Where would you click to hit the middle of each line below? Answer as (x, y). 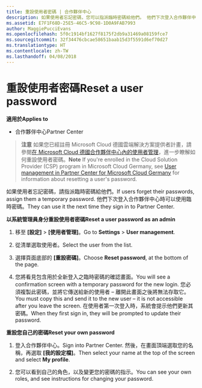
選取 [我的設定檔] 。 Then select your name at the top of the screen (113, 353)
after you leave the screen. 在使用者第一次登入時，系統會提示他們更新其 (104, 306)
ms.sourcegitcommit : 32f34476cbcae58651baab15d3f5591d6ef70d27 (87, 40)
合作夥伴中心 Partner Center (49, 131)
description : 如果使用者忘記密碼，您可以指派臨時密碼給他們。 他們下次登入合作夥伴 (99, 17)
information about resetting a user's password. (79, 179)
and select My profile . (42, 359)
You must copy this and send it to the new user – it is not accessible (99, 298)
